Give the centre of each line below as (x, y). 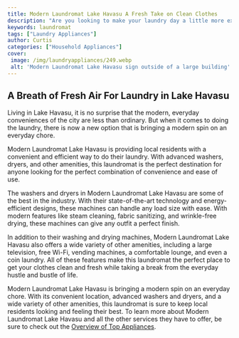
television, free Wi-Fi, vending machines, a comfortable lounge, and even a (117, 253)
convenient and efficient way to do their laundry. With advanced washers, (116, 157)
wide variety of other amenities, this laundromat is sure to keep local (108, 304)
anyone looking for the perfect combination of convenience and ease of (113, 172)
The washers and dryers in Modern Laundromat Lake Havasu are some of (116, 194)
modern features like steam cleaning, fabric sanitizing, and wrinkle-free (112, 216)
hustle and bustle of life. (43, 275)
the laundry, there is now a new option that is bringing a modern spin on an (117, 128)
